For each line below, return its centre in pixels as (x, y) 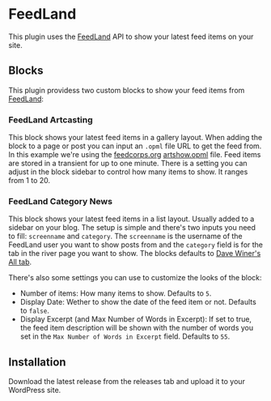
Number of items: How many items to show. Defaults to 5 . (116, 293)
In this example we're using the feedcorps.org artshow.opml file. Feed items (135, 155)
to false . (35, 311)
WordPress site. (35, 390)
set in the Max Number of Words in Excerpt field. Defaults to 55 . (125, 336)
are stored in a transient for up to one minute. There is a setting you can (128, 164)
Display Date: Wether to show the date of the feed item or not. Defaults (138, 302)
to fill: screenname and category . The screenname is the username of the (125, 237)
